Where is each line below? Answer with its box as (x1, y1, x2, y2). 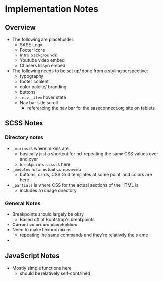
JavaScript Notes (5, 252, 60, 260)
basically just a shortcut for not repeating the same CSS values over (19, 150, 158, 157)
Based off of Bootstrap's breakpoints (19, 216, 95, 222)
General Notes (5, 200, 41, 207)
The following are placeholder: (12, 36, 75, 42)
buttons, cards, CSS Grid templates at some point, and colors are (19, 171, 152, 177)
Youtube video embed (19, 57, 65, 63)
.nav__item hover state (19, 94, 66, 100)
